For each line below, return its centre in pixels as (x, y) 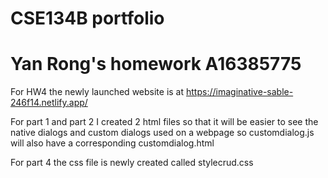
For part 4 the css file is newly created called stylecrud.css (132, 163)
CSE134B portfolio (87, 18)
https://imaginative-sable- (240, 92)
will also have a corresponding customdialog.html (112, 143)
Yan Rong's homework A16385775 (156, 64)
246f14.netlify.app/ (49, 103)
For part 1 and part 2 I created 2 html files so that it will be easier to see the (164, 122)
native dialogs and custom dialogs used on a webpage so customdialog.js (162, 133)
